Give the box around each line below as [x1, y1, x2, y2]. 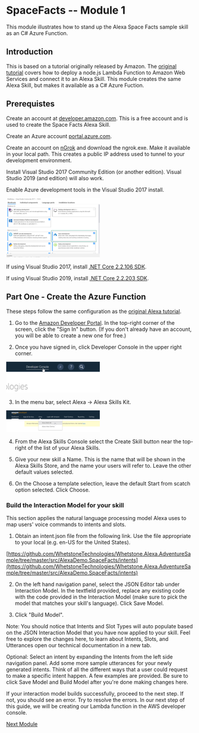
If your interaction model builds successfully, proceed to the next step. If [6, 690, 184, 697]
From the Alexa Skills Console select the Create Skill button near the [14, 438, 182, 445]
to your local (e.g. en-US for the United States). [14, 539, 131, 546]
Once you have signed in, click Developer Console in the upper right [14, 343, 182, 350]
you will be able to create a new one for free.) [14, 331, 127, 339]
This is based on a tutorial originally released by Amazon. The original [6, 62, 177, 70]
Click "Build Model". [14, 611, 64, 619]
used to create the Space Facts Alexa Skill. [6, 121, 111, 128]
